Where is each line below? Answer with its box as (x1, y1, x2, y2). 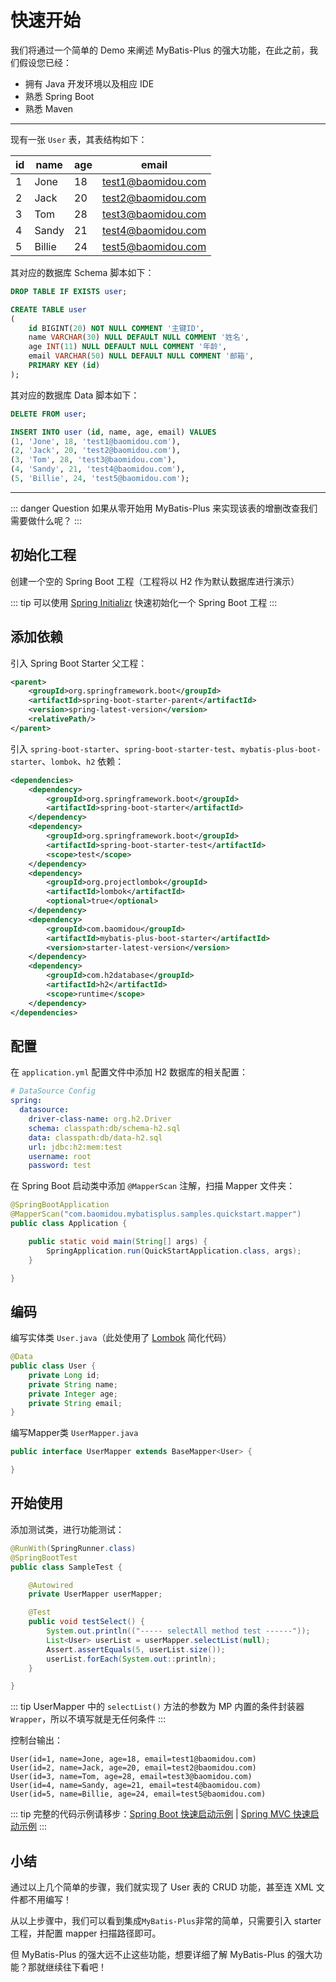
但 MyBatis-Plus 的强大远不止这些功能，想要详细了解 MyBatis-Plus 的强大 (10, 1949, 314, 1961)
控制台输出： (10, 1734, 63, 1746)
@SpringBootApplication (10, 1200, 110, 1210)
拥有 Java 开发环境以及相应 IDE (24, 77, 155, 90)
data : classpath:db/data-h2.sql (28, 1132, 163, 1143)
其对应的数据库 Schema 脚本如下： (10, 266, 155, 278)
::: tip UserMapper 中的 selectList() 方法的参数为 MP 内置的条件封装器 (10, 1701, 305, 1713)
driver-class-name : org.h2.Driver (28, 1114, 172, 1124)
